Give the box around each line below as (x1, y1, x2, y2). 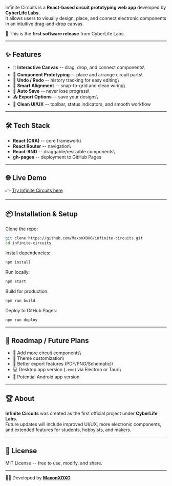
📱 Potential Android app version (12, 374, 80, 380)
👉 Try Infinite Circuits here (5, 187, 63, 194)
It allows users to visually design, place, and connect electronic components (5, 15, 166, 21)
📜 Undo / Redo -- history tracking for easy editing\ (12, 77, 119, 83)
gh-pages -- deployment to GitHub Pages (12, 154, 102, 160)
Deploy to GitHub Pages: (5, 307, 57, 313)
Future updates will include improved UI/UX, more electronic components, (5, 421, 161, 428)
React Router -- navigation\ (12, 143, 71, 149)
